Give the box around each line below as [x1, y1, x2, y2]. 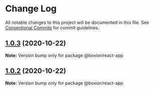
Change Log [5, 3, 57, 14]
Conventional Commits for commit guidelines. [5, 24, 99, 30]
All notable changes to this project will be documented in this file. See [5, 19, 149, 25]
